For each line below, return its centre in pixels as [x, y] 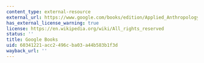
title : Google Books [32, 40]
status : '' [20, 34]
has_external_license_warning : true [53, 23]
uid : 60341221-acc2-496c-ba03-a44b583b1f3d [62, 46]
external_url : [24, 17]
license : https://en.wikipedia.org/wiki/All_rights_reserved [85, 28]
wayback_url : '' [27, 51]
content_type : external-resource [49, 12]
